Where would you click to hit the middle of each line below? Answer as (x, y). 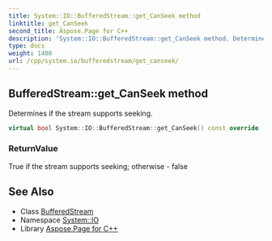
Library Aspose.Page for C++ (69, 228)
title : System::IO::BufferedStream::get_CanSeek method (104, 16)
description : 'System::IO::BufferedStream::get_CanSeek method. (119, 38)
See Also (31, 192)
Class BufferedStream (57, 211)
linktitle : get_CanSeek (49, 23)
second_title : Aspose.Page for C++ (68, 31)
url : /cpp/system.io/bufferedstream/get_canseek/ (94, 61)
